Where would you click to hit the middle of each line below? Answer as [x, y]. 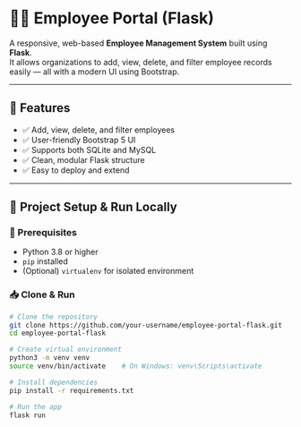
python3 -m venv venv [50, 358]
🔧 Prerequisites [43, 233]
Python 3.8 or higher [60, 252]
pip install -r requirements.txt [72, 390]
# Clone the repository [54, 317]
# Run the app [36, 406]
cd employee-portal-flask [57, 333]
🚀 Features [40, 108]
